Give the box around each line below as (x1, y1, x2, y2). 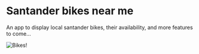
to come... (6, 30, 31, 37)
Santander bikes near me (6, 4, 134, 18)
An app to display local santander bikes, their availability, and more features (6, 24, 193, 31)
